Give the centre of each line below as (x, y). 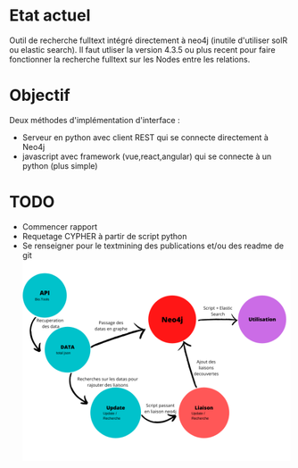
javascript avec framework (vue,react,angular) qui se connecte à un (147, 156)
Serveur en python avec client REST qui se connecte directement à (145, 137)
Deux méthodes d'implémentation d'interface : (95, 120)
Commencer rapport (60, 226)
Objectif (40, 96)
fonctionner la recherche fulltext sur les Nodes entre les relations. (130, 59)
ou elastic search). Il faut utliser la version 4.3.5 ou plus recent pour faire (142, 49)
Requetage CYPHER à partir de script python (104, 236)
